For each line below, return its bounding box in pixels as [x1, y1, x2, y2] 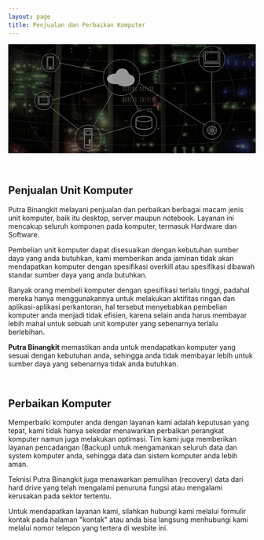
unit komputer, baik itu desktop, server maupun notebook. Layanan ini [8, 213, 234, 222]
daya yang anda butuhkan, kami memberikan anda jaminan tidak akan [8, 253, 234, 263]
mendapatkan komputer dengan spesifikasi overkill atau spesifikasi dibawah [8, 262, 255, 271]
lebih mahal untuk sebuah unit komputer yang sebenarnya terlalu [8, 318, 218, 328]
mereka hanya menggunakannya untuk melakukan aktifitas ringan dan [8, 293, 236, 303]
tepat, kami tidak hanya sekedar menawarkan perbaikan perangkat [8, 426, 225, 435]
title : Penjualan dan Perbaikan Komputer [8, 20, 146, 29]
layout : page [8, 13, 51, 20]
